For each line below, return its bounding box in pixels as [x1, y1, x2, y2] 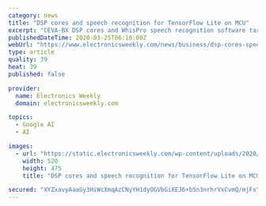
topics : [8, 114, 34, 122]
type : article [8, 48, 55, 56]
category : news [8, 11, 59, 20]
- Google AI [15, 121, 55, 129]
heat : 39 [8, 63, 37, 71]
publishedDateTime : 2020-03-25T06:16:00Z [8, 33, 147, 42]
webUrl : [8, 41, 34, 49]
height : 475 [22, 164, 62, 172]
